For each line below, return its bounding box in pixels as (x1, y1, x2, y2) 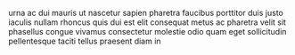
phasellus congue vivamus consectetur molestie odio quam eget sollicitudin (8, 27, 287, 36)
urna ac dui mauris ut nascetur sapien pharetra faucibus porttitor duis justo (8, 8, 284, 18)
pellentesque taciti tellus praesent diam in (8, 35, 161, 46)
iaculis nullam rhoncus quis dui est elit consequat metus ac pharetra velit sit (8, 17, 287, 27)
